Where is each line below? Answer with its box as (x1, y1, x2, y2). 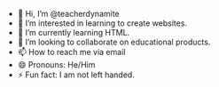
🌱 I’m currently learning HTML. (17, 28, 130, 37)
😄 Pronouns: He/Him (17, 59, 96, 70)
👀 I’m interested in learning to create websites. (17, 18, 188, 28)
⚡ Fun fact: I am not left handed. (17, 69, 135, 80)
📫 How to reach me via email (17, 47, 126, 57)
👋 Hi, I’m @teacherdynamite (17, 9, 120, 19)
